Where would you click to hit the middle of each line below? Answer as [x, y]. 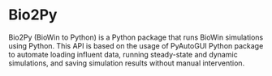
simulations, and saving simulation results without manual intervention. [127, 63]
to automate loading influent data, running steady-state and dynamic [123, 54]
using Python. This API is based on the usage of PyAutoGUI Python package [136, 45]
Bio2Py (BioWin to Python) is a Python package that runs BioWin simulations [136, 37]
